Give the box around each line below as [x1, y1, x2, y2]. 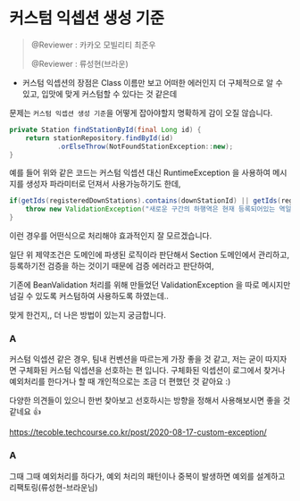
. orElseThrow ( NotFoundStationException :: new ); [56, 142, 234, 151]
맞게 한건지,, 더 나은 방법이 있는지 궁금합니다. [9, 310, 167, 321]
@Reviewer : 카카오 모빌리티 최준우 [30, 39, 156, 50]
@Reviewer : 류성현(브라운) [30, 58, 129, 69]
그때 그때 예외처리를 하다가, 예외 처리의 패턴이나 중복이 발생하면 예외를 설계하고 [9, 471, 286, 481]
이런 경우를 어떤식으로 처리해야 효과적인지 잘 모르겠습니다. [9, 230, 212, 241]
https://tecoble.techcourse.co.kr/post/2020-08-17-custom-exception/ [9, 427, 267, 438]
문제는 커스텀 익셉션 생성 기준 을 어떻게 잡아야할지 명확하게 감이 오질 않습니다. [9, 107, 273, 118]
